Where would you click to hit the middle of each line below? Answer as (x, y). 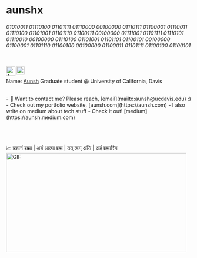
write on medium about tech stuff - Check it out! (64, 111)
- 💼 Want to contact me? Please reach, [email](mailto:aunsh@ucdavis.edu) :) (98, 99)
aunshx (25, 10)
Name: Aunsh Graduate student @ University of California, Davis (84, 81)
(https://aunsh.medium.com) (41, 117)
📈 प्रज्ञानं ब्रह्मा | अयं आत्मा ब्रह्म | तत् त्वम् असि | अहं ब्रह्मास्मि (62, 148)
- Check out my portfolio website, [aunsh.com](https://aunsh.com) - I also (96, 105)
